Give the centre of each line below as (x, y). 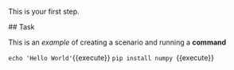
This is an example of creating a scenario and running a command (117, 42)
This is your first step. (44, 12)
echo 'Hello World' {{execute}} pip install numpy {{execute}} (111, 58)
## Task (21, 27)
